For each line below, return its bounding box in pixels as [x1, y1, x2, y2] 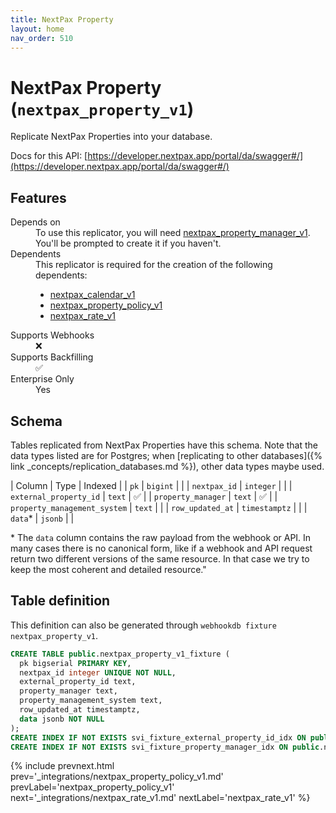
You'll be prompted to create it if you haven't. [35, 237, 222, 250]
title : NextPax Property [10, 14, 114, 25]
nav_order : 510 [10, 33, 74, 43]
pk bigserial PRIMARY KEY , [19, 658, 132, 668]
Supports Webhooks [10, 329, 95, 341]
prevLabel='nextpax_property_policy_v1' [10, 781, 175, 793]
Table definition [10, 592, 111, 610]
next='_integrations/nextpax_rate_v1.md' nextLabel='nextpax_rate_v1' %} [10, 792, 311, 804]
